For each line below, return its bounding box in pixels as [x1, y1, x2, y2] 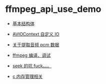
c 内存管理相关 [12, 73, 43, 79]
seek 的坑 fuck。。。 [12, 63, 52, 69]
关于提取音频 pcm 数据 [12, 41, 59, 48]
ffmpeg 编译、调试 [12, 52, 51, 58]
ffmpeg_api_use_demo [5, 3, 101, 15]
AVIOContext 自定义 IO [12, 31, 59, 37]
